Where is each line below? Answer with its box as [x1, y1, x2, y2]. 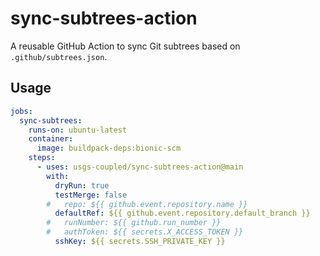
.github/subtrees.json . [10, 50, 108, 62]
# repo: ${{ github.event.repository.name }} [46, 199, 248, 209]
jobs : [10, 106, 33, 116]
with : [46, 171, 70, 181]
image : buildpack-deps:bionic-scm [36, 143, 182, 154]
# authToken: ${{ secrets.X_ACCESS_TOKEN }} [46, 227, 244, 237]
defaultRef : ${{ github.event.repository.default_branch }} [54, 208, 311, 219]
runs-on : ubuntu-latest [28, 125, 128, 135]
